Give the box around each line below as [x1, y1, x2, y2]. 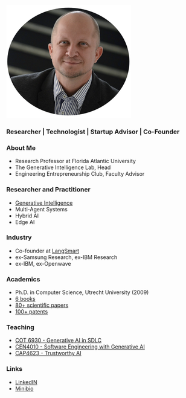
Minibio [14, 385, 34, 392]
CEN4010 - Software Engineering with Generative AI [14, 343, 145, 350]
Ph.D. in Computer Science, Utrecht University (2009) [14, 289, 149, 296]
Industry [6, 233, 32, 242]
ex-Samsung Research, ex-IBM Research [14, 253, 118, 261]
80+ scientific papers [14, 301, 69, 309]
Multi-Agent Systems [14, 205, 68, 213]
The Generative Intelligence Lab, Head [14, 164, 111, 171]
